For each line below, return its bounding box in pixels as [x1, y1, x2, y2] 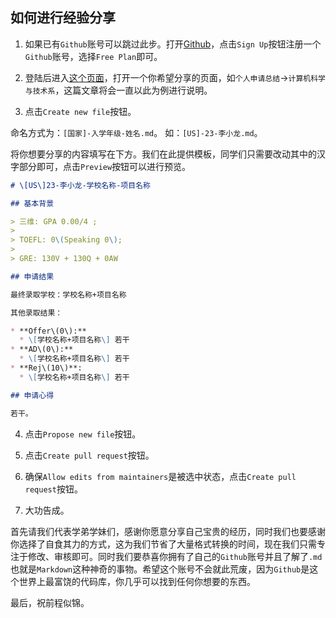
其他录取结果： [10, 308, 63, 318]
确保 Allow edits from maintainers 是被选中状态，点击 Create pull [24, 470, 297, 482]
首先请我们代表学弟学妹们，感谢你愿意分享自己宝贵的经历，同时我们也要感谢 [10, 525, 326, 537]
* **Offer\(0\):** [10, 326, 87, 336]
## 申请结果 [10, 271, 55, 282]
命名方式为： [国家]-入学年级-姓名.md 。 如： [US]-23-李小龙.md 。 [10, 126, 263, 138]
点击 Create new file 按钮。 [24, 105, 137, 117]
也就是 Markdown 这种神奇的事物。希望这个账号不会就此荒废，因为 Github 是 [10, 563, 310, 575]
